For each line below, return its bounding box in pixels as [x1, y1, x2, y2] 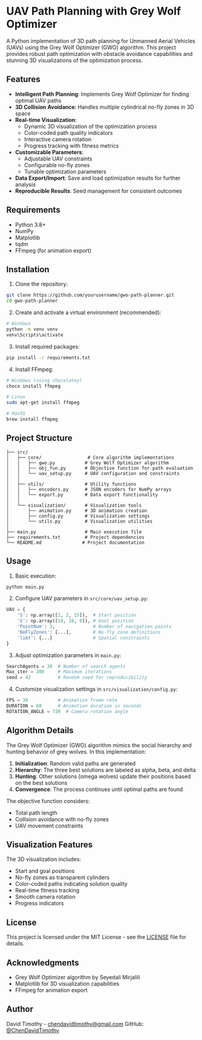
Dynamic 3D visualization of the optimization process [24, 123, 157, 130]
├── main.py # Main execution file [6, 529, 142, 535]
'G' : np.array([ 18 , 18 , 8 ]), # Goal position [17, 618, 134, 624]
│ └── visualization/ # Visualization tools [6, 502, 142, 508]
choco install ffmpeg [6, 383, 61, 389]
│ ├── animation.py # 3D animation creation [6, 507, 148, 514]
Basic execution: [15, 572, 56, 580]
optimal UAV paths [15, 97, 62, 104]
